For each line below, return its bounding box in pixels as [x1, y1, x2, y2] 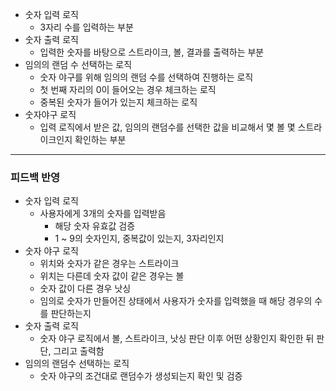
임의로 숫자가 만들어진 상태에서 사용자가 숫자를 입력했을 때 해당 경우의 [39, 295, 313, 307]
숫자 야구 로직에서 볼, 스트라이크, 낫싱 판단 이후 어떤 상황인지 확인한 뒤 [39, 333, 315, 345]
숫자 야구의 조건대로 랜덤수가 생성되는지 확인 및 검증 [39, 370, 243, 382]
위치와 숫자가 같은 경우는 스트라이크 [39, 258, 180, 270]
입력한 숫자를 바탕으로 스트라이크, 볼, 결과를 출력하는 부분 [39, 46, 265, 58]
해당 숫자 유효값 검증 [54, 220, 136, 232]
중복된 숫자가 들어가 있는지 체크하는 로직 [39, 96, 198, 108]
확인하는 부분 [74, 134, 127, 145]
